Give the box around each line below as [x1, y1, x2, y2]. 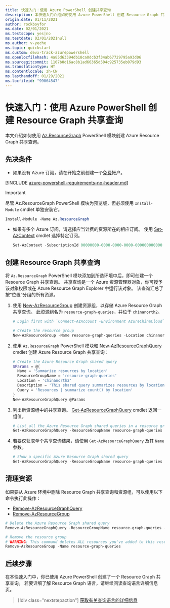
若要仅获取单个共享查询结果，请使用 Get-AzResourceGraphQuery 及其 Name [12, 438, 164, 444]
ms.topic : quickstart [5, 45, 51, 50]
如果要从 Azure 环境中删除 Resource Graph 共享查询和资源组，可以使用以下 [5, 489, 163, 495]
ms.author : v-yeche [5, 41, 47, 46]
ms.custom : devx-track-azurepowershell [5, 50, 90, 55]
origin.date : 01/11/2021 [5, 17, 58, 22]
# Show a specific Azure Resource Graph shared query [12, 454, 129, 460]
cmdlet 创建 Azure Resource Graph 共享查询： [12, 349, 109, 355]
